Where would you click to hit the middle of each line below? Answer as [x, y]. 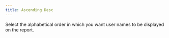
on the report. [20, 30]
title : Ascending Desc [29, 10]
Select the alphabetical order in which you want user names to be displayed [85, 24]
